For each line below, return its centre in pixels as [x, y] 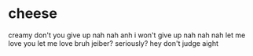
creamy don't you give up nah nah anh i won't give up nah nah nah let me [127, 35]
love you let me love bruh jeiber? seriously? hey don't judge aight [113, 43]
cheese [33, 14]
